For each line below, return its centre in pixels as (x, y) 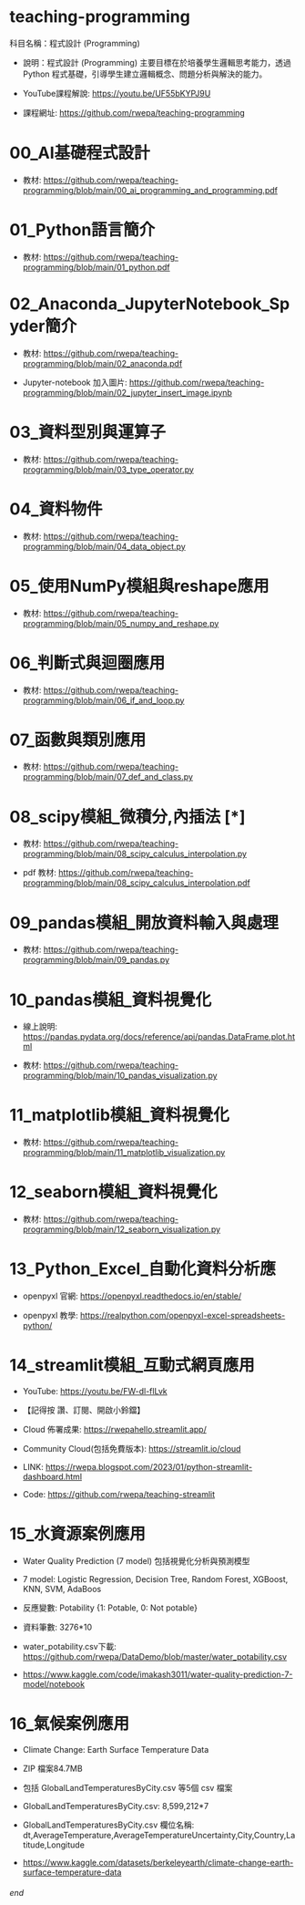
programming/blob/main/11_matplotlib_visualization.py (124, 1153)
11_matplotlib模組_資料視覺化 (119, 1115)
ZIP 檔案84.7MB (53, 1768)
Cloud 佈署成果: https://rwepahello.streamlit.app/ (114, 1429)
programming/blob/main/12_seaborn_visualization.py (122, 1229)
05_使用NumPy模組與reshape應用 (140, 586)
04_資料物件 (56, 509)
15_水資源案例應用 (77, 1534)
